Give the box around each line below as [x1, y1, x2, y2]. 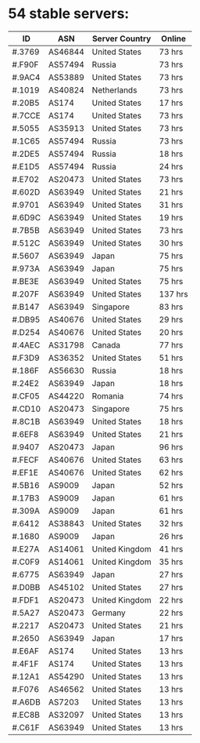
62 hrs [159, 467, 184, 478]
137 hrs [159, 288, 189, 299]
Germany [91, 607, 127, 618]
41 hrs [159, 543, 184, 554]
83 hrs [159, 301, 184, 312]
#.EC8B [12, 709, 41, 720]
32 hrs [159, 518, 184, 529]
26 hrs [159, 530, 184, 541]
